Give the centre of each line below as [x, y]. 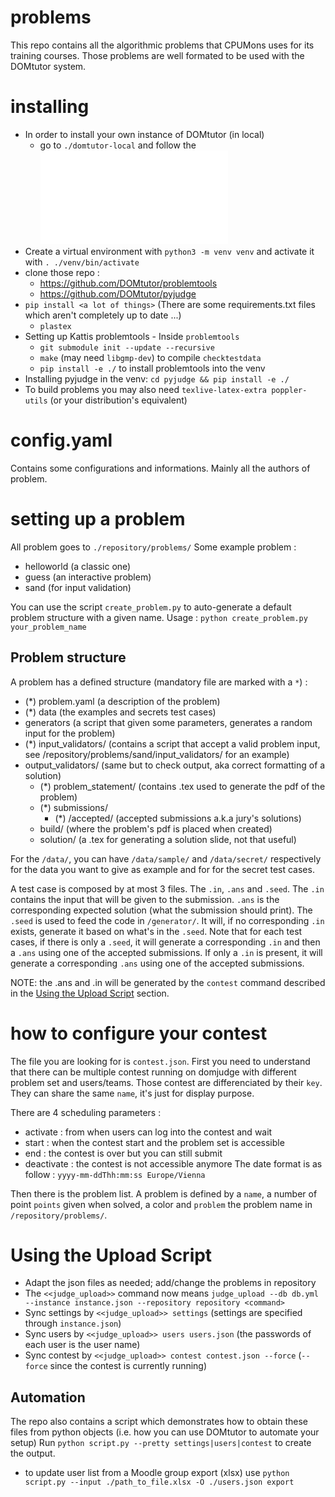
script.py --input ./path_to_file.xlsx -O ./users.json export [159, 1482]
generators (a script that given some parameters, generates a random [168, 722]
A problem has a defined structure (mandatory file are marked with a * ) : [159, 682]
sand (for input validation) [78, 587]
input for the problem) [70, 733]
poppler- [289, 390]
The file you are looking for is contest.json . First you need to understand [160, 1061]
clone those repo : [62, 272]
